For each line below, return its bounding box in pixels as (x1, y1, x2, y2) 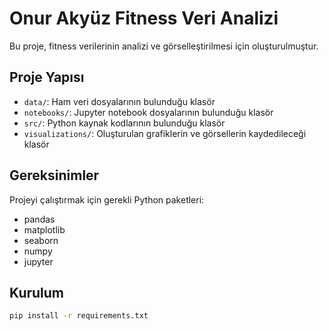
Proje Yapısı (9, 69, 85, 86)
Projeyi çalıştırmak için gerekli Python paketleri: (9, 193, 205, 206)
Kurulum (9, 284, 65, 301)
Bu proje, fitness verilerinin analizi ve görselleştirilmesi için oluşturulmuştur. (9, 40, 319, 52)
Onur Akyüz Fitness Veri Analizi (9, 7, 279, 30)
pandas (23, 213, 56, 225)
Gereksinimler (9, 167, 100, 184)
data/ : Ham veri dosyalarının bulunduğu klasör (23, 95, 216, 107)
